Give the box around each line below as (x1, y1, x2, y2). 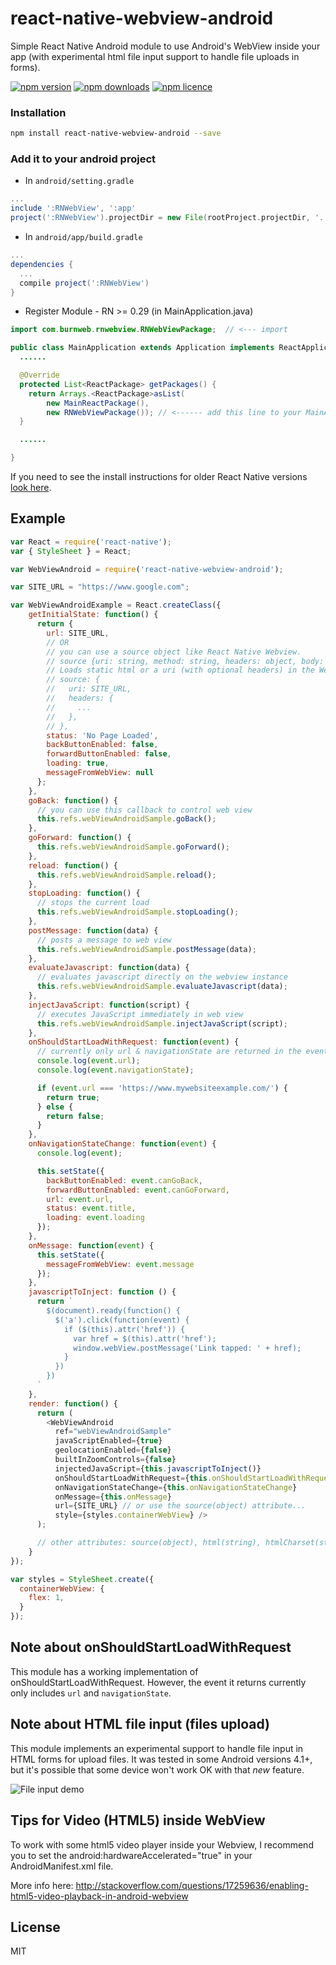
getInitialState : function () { (28, 610, 159, 620)
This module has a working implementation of (10, 1665, 199, 1677)
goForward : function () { (28, 833, 132, 843)
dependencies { (10, 259, 74, 269)
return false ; (46, 1111, 105, 1121)
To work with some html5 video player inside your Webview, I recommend (10, 1838, 314, 1851)
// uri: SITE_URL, (46, 684, 132, 694)
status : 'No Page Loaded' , (46, 730, 159, 741)
